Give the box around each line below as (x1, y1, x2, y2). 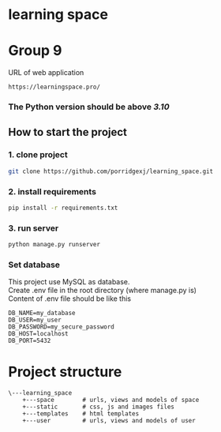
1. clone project (8, 149, 69, 160)
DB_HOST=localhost (8, 330, 69, 338)
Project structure (8, 363, 122, 381)
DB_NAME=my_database (8, 310, 77, 317)
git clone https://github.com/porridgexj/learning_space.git (8, 167, 214, 175)
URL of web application (8, 68, 84, 77)
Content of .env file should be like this (8, 294, 132, 303)
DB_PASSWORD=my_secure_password (8, 323, 114, 331)
